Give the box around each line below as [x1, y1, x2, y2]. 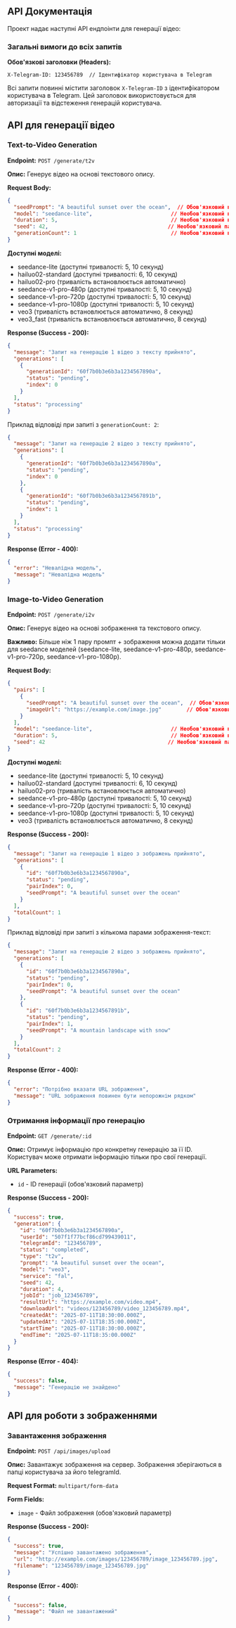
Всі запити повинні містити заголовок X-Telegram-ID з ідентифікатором [7, 84, 220, 92]
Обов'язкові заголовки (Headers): [7, 58, 111, 66]
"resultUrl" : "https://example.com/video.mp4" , [20, 1299, 162, 1306]
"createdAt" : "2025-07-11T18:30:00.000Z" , [20, 1312, 146, 1319]
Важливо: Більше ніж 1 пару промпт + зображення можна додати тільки [7, 638, 226, 646]
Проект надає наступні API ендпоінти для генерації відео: [7, 24, 181, 32]
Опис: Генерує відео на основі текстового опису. [7, 169, 155, 178]
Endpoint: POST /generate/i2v [7, 610, 95, 619]
